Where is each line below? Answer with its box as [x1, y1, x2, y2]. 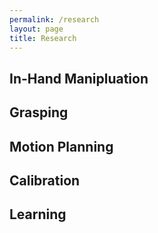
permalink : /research [9, 14, 100, 25]
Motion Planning [9, 138, 114, 155]
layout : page [9, 24, 64, 34]
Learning [9, 206, 67, 223]
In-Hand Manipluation [9, 70, 149, 87]
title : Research [9, 33, 77, 43]
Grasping [9, 104, 69, 121]
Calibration [9, 172, 81, 189]
